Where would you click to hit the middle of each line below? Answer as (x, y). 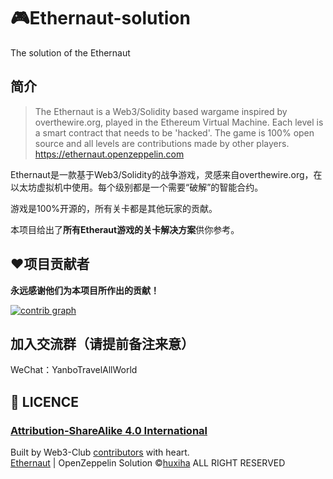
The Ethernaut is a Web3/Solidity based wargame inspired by (161, 111)
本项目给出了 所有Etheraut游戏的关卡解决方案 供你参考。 (125, 229)
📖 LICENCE (45, 401)
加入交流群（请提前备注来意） (102, 343)
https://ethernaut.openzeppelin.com (109, 154)
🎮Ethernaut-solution (100, 18)
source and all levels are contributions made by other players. (162, 143)
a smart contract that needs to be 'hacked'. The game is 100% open (174, 132)
